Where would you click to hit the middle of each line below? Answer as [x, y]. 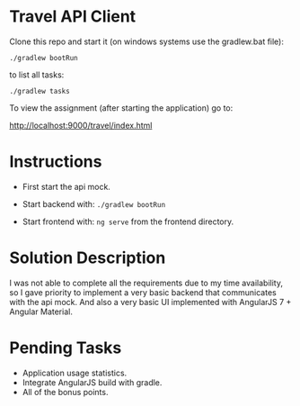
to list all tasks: [37, 75]
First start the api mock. [66, 186]
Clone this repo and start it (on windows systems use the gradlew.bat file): [147, 41]
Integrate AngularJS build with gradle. [92, 382]
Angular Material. [41, 311]
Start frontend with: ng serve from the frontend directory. [128, 221]
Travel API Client [73, 17]
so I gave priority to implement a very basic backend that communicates [143, 292]
